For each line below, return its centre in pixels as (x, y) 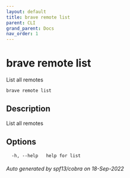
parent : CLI (21, 23)
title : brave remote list (38, 17)
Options (21, 142)
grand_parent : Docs (30, 28)
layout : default (26, 12)
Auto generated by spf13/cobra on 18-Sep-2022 (65, 169)
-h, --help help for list (46, 155)
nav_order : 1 (22, 34)
